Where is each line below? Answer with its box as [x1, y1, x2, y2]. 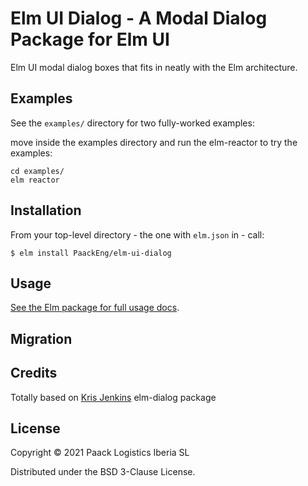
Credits [10, 365, 58, 382]
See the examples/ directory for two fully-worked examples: [10, 117, 255, 129]
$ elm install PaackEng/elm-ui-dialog [10, 248, 172, 258]
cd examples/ [10, 166, 65, 176]
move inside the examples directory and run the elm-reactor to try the [10, 136, 298, 148]
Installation [10, 202, 82, 219]
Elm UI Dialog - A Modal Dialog [10, 7, 268, 30]
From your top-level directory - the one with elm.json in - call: [10, 228, 265, 241]
